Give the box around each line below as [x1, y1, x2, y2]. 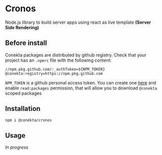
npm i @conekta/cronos [5, 117, 52, 122]
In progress [5, 144, 29, 151]
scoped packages [5, 90, 42, 96]
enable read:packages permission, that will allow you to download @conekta [5, 85, 158, 91]
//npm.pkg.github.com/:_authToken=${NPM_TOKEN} [5, 67, 106, 72]
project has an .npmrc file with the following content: [5, 57, 112, 63]
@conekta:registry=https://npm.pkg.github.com [5, 71, 103, 76]
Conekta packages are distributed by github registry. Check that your [5, 52, 147, 58]
